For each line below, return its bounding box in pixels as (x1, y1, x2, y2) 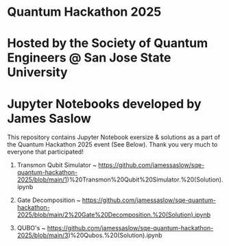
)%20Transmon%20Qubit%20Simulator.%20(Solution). (67, 175, 224, 184)
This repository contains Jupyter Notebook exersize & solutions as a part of (7, 133, 221, 141)
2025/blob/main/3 (16, 231, 69, 240)
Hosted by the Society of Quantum (7, 36, 208, 51)
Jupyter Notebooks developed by (7, 96, 202, 112)
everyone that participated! (7, 148, 84, 156)
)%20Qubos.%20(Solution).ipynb (68, 231, 162, 240)
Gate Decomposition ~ (16, 196, 81, 204)
